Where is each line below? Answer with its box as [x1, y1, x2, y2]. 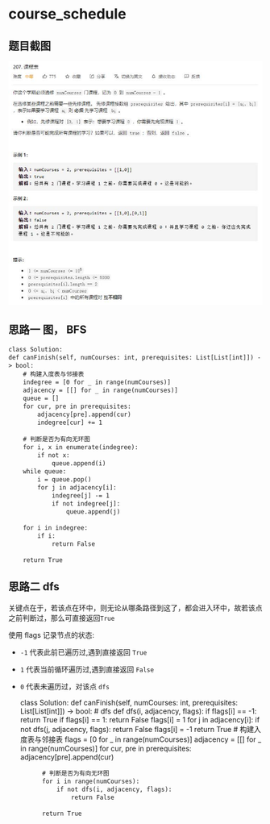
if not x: [37, 451, 70, 460]
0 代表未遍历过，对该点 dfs [19, 681, 110, 691]
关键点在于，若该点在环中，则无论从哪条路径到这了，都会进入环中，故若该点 [8, 602, 263, 613]
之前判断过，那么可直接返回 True [8, 613, 115, 622]
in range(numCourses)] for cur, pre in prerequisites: [19, 743, 192, 753]
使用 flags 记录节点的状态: [8, 630, 95, 639]
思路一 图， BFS [8, 323, 87, 336]
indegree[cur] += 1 [37, 418, 103, 427]
